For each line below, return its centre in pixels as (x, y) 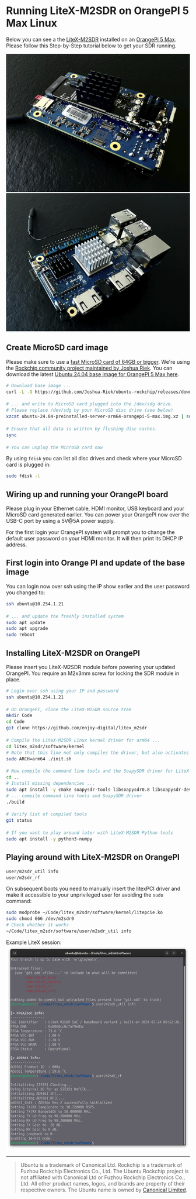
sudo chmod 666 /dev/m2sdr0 (40, 919)
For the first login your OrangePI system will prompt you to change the (90, 532)
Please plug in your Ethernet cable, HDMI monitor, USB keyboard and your (95, 509)
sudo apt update (26, 622)
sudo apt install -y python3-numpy (49, 839)
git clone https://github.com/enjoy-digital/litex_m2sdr (77, 728)
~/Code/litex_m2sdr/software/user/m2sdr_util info (69, 931)
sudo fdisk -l (23, 476)
